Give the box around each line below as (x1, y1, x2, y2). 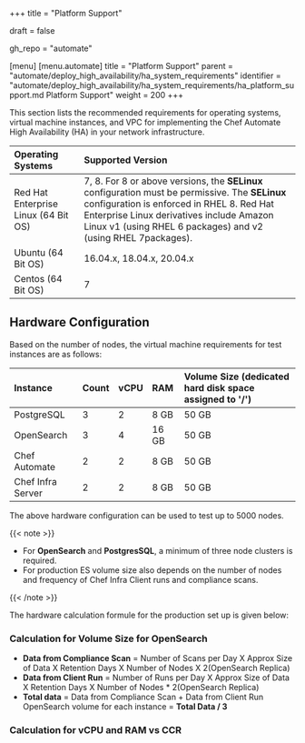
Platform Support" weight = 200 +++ (45, 90, 184, 100)
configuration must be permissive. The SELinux (84, 186, 287, 198)
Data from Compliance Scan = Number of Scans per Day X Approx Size (22, 653, 293, 664)
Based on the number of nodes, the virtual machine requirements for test (9, 338, 282, 349)
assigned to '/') (183, 393, 252, 406)
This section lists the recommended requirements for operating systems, (9, 107, 281, 117)
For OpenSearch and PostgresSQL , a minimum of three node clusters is (22, 545, 293, 556)
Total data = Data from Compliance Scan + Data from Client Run (22, 691, 264, 703)
